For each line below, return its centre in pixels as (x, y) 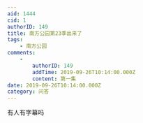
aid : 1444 (22, 14)
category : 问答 (28, 92)
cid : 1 (17, 20)
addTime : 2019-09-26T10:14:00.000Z (84, 72)
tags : (15, 40)
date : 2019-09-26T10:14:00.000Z (54, 85)
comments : (22, 53)
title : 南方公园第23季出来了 (45, 33)
